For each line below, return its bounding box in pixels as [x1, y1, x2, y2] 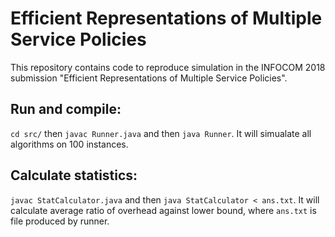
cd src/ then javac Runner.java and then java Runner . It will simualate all [10, 127, 312, 139]
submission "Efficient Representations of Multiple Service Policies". [10, 72, 288, 84]
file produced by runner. [10, 215, 110, 227]
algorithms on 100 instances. [10, 138, 129, 150]
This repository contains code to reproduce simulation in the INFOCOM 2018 [10, 61, 326, 73]
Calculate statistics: [10, 167, 138, 184]
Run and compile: [10, 101, 122, 118]
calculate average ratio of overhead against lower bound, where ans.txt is [10, 204, 317, 216]
